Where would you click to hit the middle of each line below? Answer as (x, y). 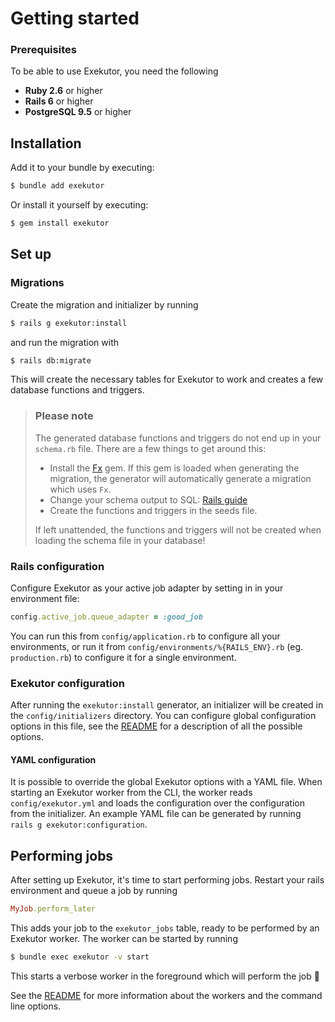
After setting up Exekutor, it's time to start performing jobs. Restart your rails (167, 880)
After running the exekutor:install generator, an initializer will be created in (167, 705)
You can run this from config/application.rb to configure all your (145, 636)
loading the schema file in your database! (120, 540)
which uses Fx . (80, 489)
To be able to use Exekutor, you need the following (114, 71)
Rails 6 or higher (59, 101)
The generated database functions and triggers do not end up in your (178, 438)
